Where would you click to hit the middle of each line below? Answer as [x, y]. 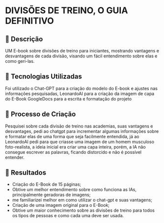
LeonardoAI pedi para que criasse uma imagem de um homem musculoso [80, 142]
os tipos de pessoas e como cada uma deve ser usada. [68, 216]
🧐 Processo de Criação [41, 114]
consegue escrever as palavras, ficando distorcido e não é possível [73, 152]
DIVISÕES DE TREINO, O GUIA [67, 11]
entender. [15, 157]
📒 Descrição [24, 39]
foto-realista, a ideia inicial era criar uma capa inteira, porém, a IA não [75, 147]
